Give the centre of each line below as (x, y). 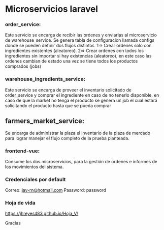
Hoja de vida (20, 203)
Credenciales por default (35, 179)
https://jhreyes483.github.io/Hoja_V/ (42, 214)
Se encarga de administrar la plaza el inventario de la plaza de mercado (78, 133)
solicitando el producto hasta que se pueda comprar (58, 105)
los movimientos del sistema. (34, 167)
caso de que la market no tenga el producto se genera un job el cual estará (81, 100)
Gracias (13, 223)
